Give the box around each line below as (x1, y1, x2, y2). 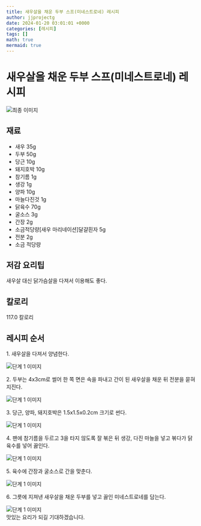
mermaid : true (6, 43, 42, 49)
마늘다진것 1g (14, 195, 47, 202)
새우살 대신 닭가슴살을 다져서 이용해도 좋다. (6, 277, 107, 284)
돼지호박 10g (14, 165, 45, 172)
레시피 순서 (6, 333, 45, 343)
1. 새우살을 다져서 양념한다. (6, 350, 70, 357)
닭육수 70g (14, 203, 41, 210)
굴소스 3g (14, 210, 38, 218)
